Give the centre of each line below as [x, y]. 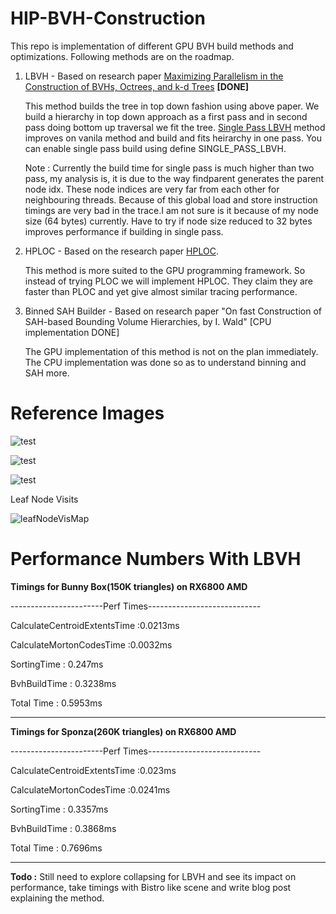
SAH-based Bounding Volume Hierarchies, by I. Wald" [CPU [148, 321]
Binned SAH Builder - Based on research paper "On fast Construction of [173, 311]
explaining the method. [57, 898]
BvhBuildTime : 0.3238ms [63, 683]
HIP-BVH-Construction [108, 18]
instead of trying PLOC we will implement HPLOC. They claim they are [169, 281]
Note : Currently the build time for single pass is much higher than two [169, 168]
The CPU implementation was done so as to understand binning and [165, 362]
